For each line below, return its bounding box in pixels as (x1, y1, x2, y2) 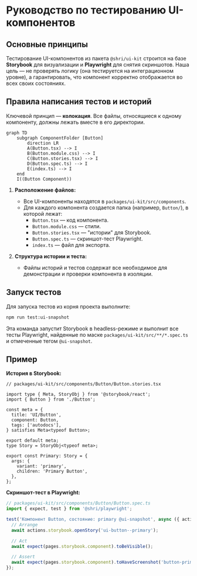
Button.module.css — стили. (32, 222, 101, 229)
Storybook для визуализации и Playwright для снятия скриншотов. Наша (6, 61, 189, 68)
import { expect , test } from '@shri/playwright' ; (6, 506, 133, 512)
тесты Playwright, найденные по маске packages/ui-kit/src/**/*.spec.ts (6, 331, 189, 338)
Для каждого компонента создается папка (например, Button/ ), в (23, 204, 189, 211)
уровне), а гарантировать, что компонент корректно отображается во (6, 74, 183, 80)
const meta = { (6, 407, 43, 413)
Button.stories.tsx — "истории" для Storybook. (32, 229, 151, 236)
